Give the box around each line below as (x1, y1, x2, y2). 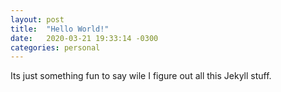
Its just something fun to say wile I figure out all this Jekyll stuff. (10, 70, 272, 82)
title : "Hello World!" (10, 24, 110, 34)
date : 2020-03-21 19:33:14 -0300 (10, 33, 159, 43)
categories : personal (10, 42, 101, 53)
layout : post (10, 14, 65, 25)
